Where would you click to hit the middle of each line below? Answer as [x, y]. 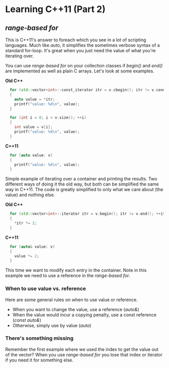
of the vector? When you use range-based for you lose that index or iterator [84, 354]
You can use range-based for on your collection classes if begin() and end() [84, 66]
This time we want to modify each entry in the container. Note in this [76, 270]
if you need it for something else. [39, 360]
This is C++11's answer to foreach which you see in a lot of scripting [76, 40]
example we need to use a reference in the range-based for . [68, 275]
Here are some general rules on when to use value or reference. [72, 300]
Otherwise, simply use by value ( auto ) [52, 325]
